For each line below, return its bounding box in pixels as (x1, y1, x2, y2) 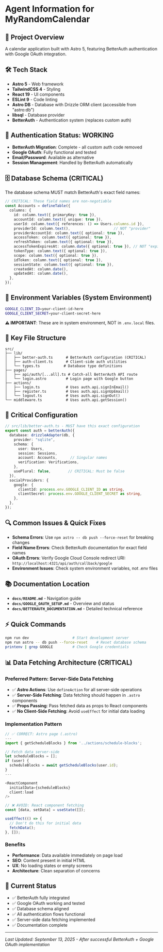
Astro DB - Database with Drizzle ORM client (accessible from (12, 101, 137, 107)
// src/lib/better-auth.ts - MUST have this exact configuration (5, 424, 140, 429)
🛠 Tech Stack (5, 66, 48, 74)
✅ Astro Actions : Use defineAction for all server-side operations (12, 686, 142, 692)
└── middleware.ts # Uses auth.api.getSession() (5, 398, 127, 402)
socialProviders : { (9, 478, 49, 483)
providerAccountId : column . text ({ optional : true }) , (14, 231, 125, 235)
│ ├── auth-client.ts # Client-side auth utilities (5, 359, 127, 365)
